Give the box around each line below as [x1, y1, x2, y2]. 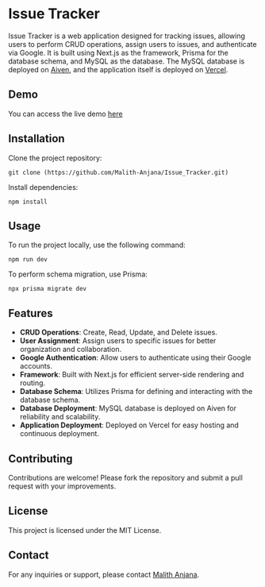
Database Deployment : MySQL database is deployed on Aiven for [19, 404, 236, 413]
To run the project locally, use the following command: [8, 240, 186, 250]
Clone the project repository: [8, 153, 102, 163]
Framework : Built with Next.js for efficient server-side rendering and [19, 370, 244, 380]
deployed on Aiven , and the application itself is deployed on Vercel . [8, 64, 229, 74]
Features [8, 307, 53, 320]
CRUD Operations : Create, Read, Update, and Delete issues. [19, 327, 218, 338]
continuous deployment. [19, 429, 99, 438]
